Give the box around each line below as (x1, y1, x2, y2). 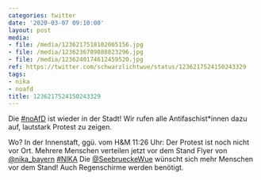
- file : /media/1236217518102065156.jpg (8, 41, 144, 49)
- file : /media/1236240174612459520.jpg (8, 56, 144, 64)
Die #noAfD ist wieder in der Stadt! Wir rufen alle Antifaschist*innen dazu (8, 114, 248, 123)
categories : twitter (8, 11, 77, 20)
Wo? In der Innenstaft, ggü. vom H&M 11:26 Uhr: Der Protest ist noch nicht (8, 137, 250, 147)
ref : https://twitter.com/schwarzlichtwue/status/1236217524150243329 (8, 63, 247, 71)
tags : (8, 70, 26, 78)
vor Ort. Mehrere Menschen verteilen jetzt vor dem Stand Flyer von (8, 146, 228, 156)
